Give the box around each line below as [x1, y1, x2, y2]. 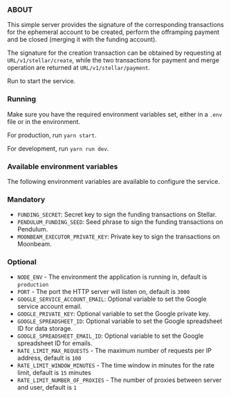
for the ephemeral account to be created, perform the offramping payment [7, 28, 220, 36]
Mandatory [7, 194, 46, 204]
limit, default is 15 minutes [17, 369, 91, 377]
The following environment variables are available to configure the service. [7, 177, 220, 185]
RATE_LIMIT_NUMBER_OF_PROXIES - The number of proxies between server [17, 376, 222, 384]
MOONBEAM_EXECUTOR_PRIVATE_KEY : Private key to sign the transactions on [17, 232, 220, 241]
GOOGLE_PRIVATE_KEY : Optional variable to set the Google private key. [17, 310, 211, 318]
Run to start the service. [7, 77, 76, 85]
